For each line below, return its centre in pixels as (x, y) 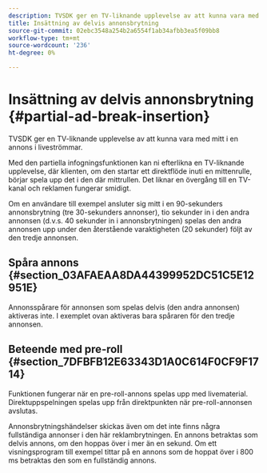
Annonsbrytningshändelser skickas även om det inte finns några (114, 426)
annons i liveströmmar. (46, 147)
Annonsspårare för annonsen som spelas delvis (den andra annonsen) (124, 307)
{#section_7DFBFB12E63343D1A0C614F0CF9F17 (133, 362)
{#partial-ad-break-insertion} (109, 116)
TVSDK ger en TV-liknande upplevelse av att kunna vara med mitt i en (123, 138)
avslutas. (23, 411)
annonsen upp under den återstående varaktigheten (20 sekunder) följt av (130, 229)
